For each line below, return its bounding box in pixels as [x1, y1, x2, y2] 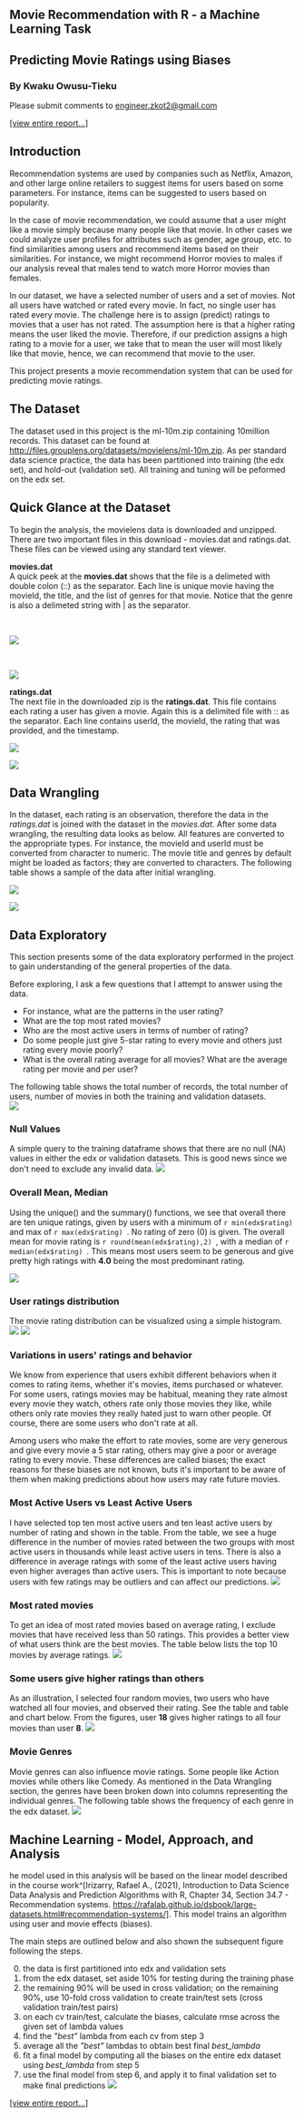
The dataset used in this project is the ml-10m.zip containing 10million [9, 426, 270, 436]
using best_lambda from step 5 [22, 2060, 140, 2071]
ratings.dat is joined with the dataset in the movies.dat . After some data [9, 818, 277, 829]
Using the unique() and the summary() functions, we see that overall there [9, 1207, 287, 1218]
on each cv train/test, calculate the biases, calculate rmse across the [22, 2012, 280, 2023]
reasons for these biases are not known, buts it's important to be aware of [9, 1465, 287, 1475]
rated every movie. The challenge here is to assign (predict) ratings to [9, 309, 270, 320]
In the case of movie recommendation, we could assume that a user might [9, 214, 287, 225]
